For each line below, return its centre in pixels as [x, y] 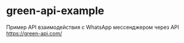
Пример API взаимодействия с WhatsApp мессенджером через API [93, 27]
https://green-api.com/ [34, 33]
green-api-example [55, 11]
